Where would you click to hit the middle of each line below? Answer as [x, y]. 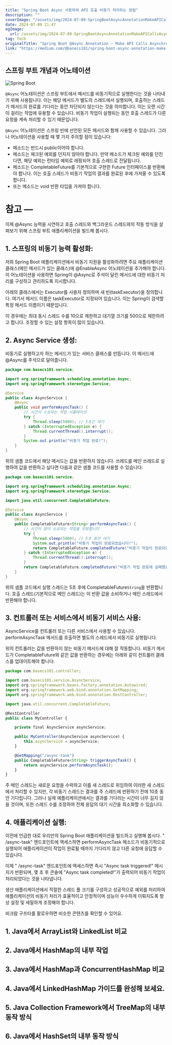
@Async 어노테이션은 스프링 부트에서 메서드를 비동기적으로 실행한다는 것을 [79, 94]
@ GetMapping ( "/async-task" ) [44, 755]
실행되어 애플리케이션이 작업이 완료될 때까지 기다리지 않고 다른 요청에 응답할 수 [84, 848]
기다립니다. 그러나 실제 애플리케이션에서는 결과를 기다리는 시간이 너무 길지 [84, 798]
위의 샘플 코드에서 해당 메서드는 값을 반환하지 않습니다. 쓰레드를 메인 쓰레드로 [82, 461]
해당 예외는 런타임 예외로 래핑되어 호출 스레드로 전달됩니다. [83, 161]
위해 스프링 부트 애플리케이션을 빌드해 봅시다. [64, 231]
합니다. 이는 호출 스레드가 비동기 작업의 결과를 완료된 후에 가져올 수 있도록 [92, 173]
